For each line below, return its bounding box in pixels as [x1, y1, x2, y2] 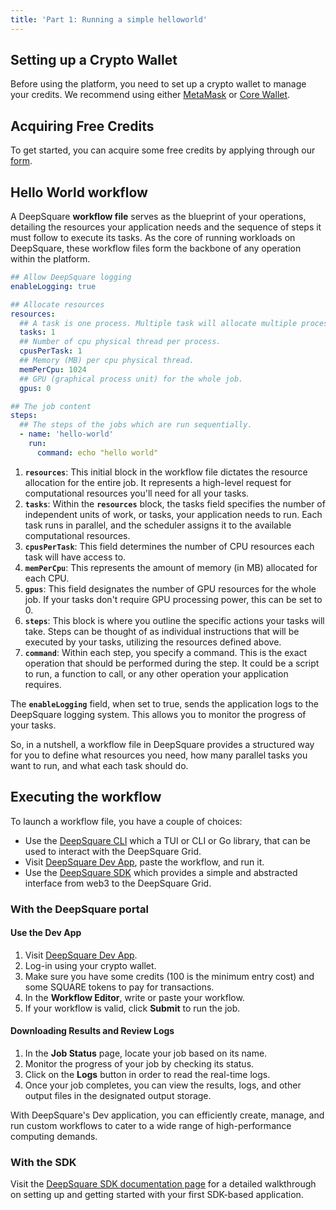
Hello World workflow [10, 184, 148, 201]
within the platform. [10, 253, 91, 265]
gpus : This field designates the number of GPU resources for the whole [24, 582, 317, 595]
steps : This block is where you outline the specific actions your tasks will [24, 614, 325, 626]
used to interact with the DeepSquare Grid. [24, 845, 202, 857]
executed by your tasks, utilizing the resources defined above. [24, 636, 282, 648]
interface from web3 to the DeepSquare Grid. [24, 877, 212, 889]
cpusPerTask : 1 [19, 346, 83, 356]
